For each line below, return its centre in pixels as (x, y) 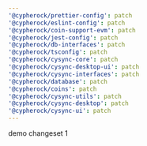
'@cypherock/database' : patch (58, 81)
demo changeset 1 (38, 133)
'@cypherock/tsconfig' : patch (58, 52)
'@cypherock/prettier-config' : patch (70, 15)
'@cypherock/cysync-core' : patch (63, 60)
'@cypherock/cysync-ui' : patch (60, 111)
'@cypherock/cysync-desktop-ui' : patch (74, 67)
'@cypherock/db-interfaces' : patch (67, 45)
